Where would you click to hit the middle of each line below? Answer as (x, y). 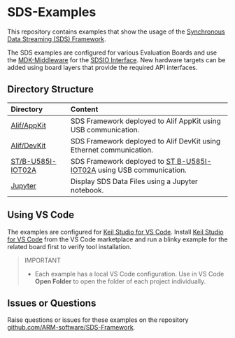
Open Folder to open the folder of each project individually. (120, 281)
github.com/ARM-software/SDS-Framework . (71, 328)
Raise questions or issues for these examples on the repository (98, 320)
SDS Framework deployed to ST (123, 161)
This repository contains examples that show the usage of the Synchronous (116, 31)
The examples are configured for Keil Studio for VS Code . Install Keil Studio (115, 232)
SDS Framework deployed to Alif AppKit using (146, 121)
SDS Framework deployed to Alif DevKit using (145, 141)
